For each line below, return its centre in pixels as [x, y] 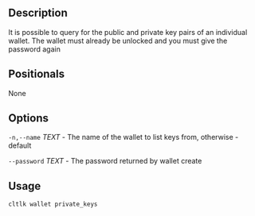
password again [35, 49]
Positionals [37, 74]
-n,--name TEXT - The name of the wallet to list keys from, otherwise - [124, 137]
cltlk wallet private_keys [53, 204]
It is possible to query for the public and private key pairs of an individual [128, 32]
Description [38, 13]
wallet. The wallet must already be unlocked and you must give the [118, 40]
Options [29, 118]
